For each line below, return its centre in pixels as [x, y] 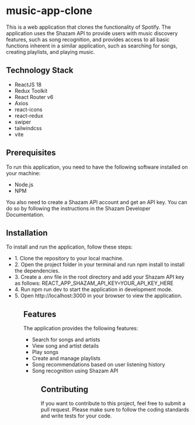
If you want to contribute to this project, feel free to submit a [113, 403]
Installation [27, 233]
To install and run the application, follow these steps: [69, 247]
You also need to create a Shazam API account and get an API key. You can [97, 202]
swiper [23, 122]
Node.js [24, 184]
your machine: [23, 173]
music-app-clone [49, 11]
